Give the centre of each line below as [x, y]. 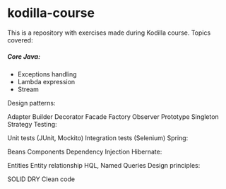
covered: [20, 40]
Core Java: [24, 56]
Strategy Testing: [32, 124]
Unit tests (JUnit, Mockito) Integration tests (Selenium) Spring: [98, 138]
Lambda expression [46, 81]
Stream [28, 89]
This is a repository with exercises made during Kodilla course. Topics [109, 33]
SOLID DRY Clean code [41, 179]
